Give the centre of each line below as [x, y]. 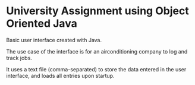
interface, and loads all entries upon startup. [60, 75]
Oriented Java [42, 23]
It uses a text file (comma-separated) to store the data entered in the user [96, 69]
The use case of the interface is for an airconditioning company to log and [97, 51]
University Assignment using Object [97, 11]
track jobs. [19, 58]
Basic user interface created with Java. [54, 40]
